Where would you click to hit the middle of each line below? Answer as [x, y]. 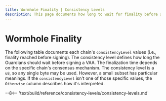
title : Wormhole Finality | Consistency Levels [55, 10]
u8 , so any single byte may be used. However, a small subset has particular [81, 73]
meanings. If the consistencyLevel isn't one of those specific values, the [79, 78]
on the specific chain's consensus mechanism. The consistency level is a [80, 68]
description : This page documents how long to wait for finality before [82, 14]
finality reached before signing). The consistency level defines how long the [82, 58]
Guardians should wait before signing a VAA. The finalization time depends [81, 63]
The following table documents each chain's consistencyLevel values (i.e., [81, 52]
